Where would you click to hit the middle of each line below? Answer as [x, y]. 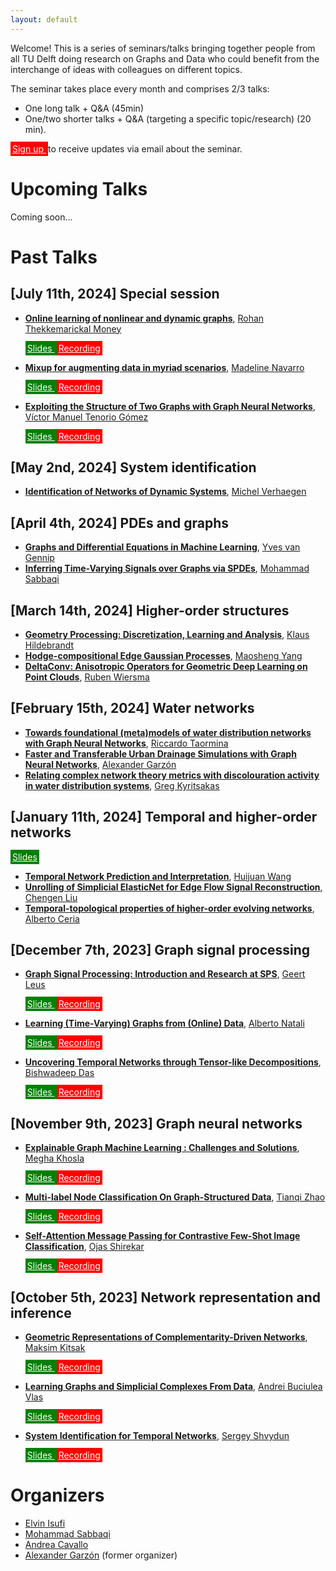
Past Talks [54, 257]
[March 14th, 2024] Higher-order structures [150, 610]
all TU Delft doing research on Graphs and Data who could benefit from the [165, 58]
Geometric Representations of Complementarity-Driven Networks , [166, 1337]
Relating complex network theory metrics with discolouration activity [172, 775]
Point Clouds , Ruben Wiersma [87, 677]
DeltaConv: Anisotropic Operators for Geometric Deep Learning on [166, 666]
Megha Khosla [54, 1158]
